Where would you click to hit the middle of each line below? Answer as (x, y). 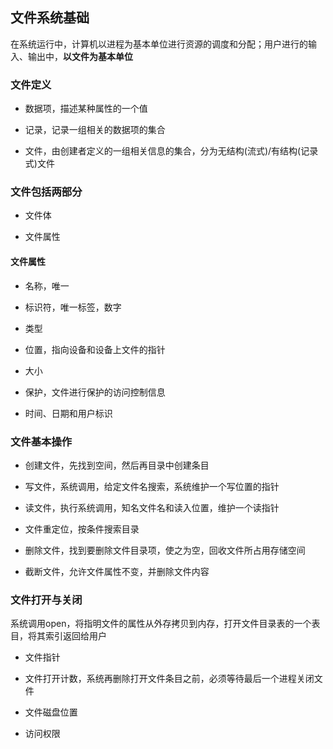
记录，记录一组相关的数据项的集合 (95, 130)
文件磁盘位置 (51, 712)
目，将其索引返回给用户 (58, 636)
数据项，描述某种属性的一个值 (86, 109)
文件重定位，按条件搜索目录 (82, 529)
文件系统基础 (50, 18)
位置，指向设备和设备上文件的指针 (95, 349)
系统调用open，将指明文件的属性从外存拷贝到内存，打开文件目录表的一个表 (165, 624)
